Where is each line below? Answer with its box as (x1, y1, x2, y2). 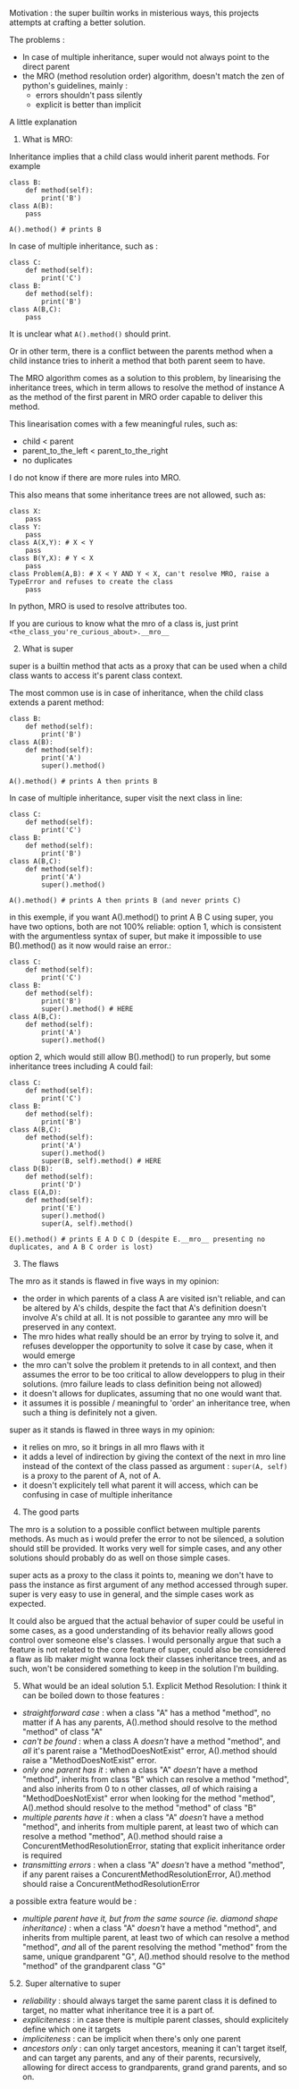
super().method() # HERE (41, 1005, 134, 1014)
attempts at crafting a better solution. (9, 17, 145, 28)
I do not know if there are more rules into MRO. (9, 472, 181, 482)
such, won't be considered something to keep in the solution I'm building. (9, 1663, 279, 1674)
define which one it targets (21, 2024, 121, 2034)
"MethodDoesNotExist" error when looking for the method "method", (21, 1793, 276, 1804)
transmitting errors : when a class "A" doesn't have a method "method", (21, 1860, 286, 1870)
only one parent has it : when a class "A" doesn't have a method (21, 1764, 259, 1775)
